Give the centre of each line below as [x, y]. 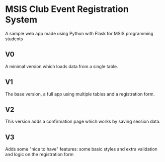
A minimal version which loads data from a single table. [62, 66]
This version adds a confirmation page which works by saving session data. [83, 121]
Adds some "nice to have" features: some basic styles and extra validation [81, 149]
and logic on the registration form [39, 155]
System [21, 20]
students [14, 39]
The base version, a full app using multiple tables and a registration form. [80, 94]
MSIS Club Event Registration [67, 9]
